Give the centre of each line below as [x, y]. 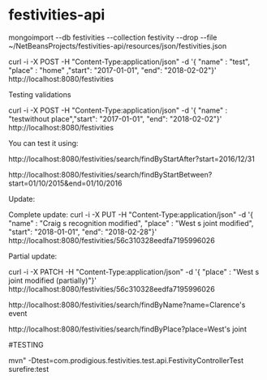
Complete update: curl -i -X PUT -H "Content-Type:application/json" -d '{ [131, 214]
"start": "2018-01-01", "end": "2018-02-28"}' [83, 232]
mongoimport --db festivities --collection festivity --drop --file [113, 37]
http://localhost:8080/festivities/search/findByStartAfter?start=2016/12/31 [132, 159]
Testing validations [40, 94]
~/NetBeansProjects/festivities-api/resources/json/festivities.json [118, 45]
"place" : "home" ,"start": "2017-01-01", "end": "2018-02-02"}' [112, 70]
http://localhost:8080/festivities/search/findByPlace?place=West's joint [128, 329]
